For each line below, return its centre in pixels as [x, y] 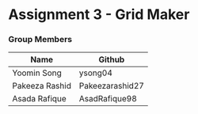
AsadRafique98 [108, 99]
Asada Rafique [40, 99]
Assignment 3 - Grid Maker [99, 15]
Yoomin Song [37, 73]
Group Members [40, 40]
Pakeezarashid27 [112, 86]
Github [112, 59]
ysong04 [95, 73]
